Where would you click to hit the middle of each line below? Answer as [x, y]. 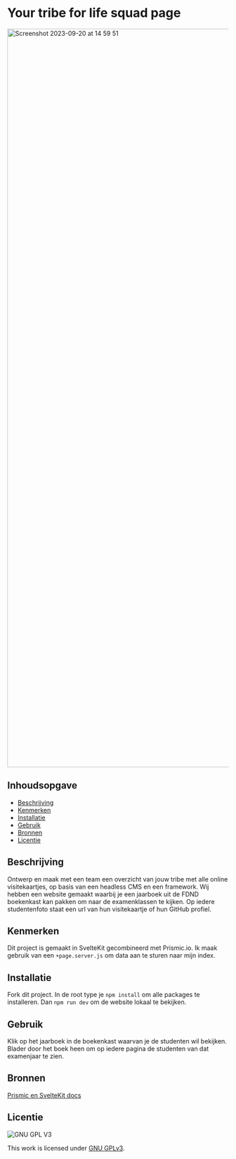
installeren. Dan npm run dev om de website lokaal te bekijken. [97, 1002]
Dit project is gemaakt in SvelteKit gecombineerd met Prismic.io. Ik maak [112, 948]
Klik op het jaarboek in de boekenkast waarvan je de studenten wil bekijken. [117, 1041]
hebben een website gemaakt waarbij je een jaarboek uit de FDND [103, 894]
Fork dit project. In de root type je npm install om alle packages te [104, 995]
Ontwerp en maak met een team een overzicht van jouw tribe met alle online [118, 879]
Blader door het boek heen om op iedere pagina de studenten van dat [108, 1048]
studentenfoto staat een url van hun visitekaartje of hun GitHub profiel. [110, 909]
